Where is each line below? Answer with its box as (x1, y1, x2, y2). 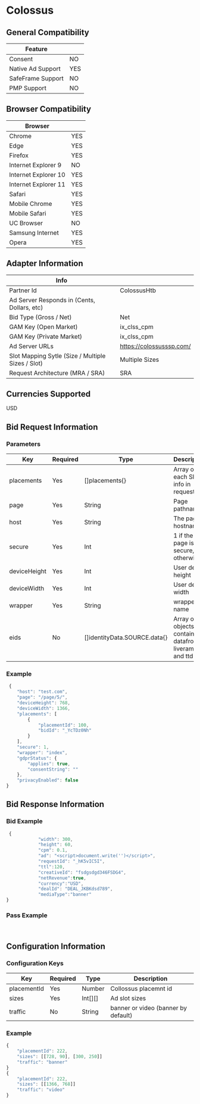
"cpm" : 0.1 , (37, 847, 68, 853)
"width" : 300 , (37, 836, 73, 842)
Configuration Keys (6, 959, 64, 967)
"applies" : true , (27, 761, 70, 767)
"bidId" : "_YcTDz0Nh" (37, 727, 92, 734)
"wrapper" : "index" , (17, 749, 68, 756)
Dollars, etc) (9, 303, 43, 311)
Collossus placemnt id (110, 984, 173, 993)
